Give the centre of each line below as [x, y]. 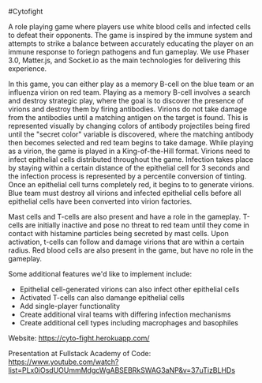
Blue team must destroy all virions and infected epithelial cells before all [125, 193]
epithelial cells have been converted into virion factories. [100, 201]
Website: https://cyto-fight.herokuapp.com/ [79, 338]
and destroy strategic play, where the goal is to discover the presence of [126, 101]
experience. [28, 69]
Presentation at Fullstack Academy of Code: [80, 353]
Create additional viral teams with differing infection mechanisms [125, 314]
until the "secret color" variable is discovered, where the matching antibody [131, 134]
